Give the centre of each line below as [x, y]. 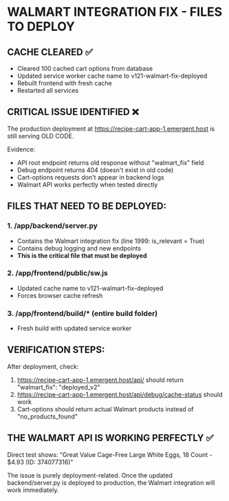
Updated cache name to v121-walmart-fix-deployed [90, 288]
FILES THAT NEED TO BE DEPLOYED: [87, 206]
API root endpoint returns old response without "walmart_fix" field [110, 162]
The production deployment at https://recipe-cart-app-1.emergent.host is [111, 129]
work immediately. [33, 490]
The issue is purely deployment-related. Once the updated [90, 475]
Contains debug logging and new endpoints [79, 248]
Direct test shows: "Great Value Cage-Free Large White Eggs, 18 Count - [110, 454]
